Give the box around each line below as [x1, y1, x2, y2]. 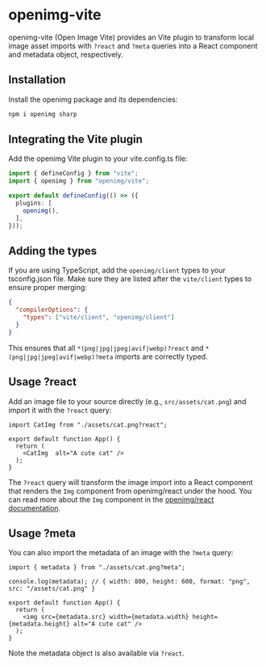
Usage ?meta [8, 526, 77, 540]
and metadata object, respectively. [8, 49, 123, 59]
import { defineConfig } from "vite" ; [8, 170, 139, 178]
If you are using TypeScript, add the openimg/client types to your [8, 265, 226, 276]
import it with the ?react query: [8, 405, 112, 415]
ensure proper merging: [8, 283, 87, 293]
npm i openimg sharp [8, 110, 78, 118]
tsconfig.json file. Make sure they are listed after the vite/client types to [8, 274, 252, 284]
